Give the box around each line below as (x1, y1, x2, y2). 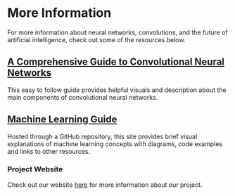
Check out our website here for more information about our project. (7, 181, 203, 189)
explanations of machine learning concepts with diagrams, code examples (7, 139, 223, 148)
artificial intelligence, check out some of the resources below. (7, 35, 186, 44)
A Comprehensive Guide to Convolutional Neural (7, 56, 225, 68)
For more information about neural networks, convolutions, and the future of (7, 28, 229, 37)
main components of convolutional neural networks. (7, 93, 158, 101)
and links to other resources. (7, 147, 90, 155)
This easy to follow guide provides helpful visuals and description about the (7, 86, 227, 94)
